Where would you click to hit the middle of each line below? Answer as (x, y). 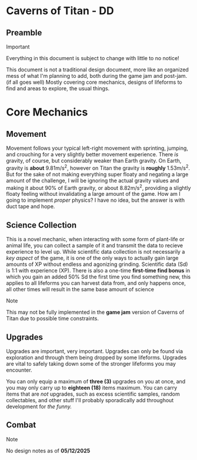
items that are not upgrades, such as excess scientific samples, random (93, 394)
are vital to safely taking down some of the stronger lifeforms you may (91, 363)
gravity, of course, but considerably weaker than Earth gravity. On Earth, (94, 161)
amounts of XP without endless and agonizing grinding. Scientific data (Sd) (97, 264)
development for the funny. (39, 406)
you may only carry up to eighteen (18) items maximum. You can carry (92, 387)
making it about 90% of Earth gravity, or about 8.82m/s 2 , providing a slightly (98, 187)
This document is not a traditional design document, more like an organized (98, 70)
